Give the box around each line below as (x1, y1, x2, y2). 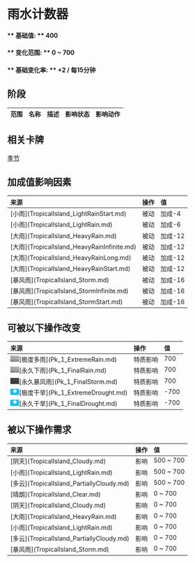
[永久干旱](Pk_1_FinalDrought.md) (19, 400, 118, 408)
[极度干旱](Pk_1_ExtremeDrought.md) (19, 388, 128, 397)
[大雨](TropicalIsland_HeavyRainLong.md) (10, 254, 132, 262)
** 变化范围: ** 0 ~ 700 (7, 48, 75, 57)
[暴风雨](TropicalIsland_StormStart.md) (10, 298, 123, 306)
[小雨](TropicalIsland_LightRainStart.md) (10, 210, 127, 218)
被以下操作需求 (7, 424, 72, 436)
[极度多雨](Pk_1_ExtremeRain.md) (19, 356, 117, 364)
